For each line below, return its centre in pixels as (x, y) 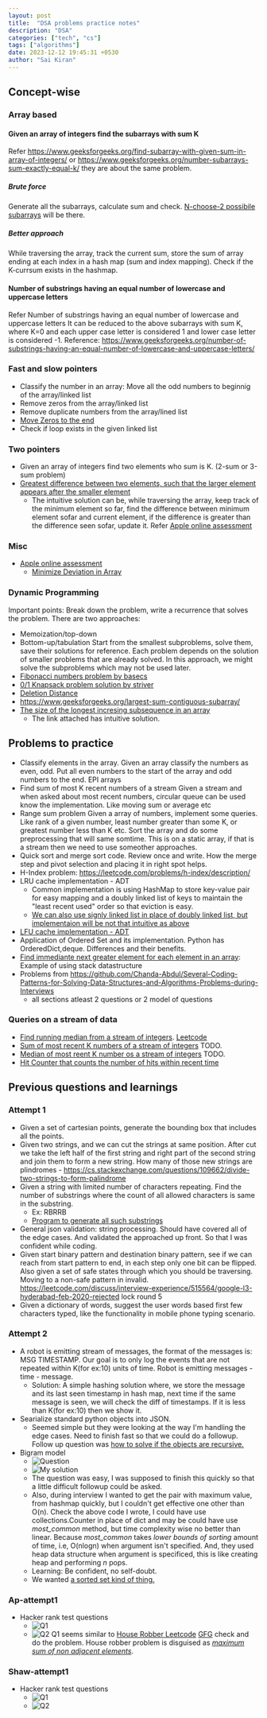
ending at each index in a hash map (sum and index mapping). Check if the (131, 262)
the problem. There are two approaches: (74, 618)
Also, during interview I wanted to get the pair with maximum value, (142, 1495)
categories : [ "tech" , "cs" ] (55, 38)
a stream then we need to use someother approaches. (108, 847)
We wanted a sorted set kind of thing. (93, 1579)
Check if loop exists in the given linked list (88, 428)
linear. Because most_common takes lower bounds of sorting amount (145, 1537)
